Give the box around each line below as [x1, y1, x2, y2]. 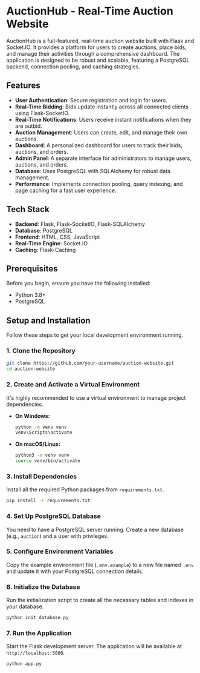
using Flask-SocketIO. [15, 109, 70, 116]
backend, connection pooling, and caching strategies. [6, 62, 140, 70]
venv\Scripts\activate [15, 429, 73, 436]
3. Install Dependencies [6, 472, 77, 480]
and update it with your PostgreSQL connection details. [6, 568, 144, 575]
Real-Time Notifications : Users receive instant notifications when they [15, 116, 192, 123]
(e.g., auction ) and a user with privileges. [6, 532, 109, 540]
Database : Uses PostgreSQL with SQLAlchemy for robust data [15, 167, 171, 174]
